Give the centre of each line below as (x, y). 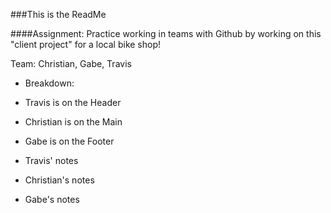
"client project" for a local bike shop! (86, 44)
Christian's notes (59, 180)
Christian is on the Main (73, 122)
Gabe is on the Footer (69, 141)
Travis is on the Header (73, 102)
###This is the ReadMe (58, 14)
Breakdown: (49, 83)
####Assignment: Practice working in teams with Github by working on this (166, 33)
